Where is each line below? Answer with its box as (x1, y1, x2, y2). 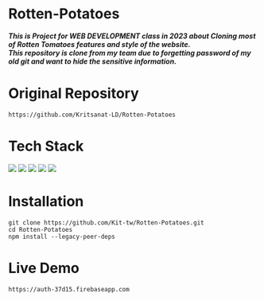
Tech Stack (8, 137, 84, 155)
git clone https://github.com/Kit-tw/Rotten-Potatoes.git (8, 218, 204, 227)
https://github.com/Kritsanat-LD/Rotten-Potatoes (8, 111, 177, 119)
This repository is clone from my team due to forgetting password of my (8, 48, 252, 57)
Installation (8, 193, 84, 210)
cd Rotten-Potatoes (8, 225, 73, 233)
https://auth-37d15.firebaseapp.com (8, 285, 130, 293)
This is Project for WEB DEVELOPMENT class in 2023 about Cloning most (8, 31, 256, 41)
